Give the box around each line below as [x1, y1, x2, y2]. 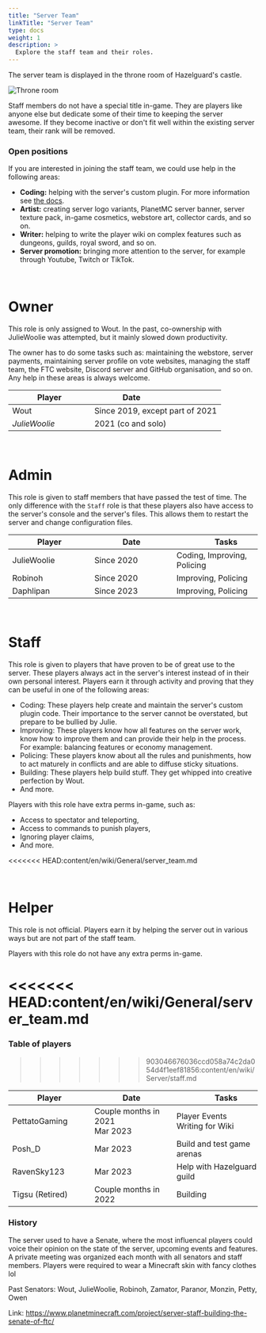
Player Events [177, 1110, 227, 1122]
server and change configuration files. [8, 518, 133, 527]
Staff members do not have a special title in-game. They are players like [8, 101, 243, 110]
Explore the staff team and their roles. [15, 48, 154, 56]
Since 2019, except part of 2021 [94, 406, 218, 417]
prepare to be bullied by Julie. [19, 718, 117, 727]
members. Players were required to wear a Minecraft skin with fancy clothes [8, 1260, 257, 1270]
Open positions [8, 146, 69, 157]
